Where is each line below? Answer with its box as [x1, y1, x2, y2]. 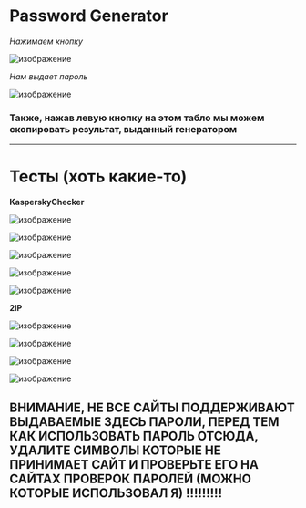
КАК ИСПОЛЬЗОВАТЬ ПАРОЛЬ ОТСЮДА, [9, 428, 259, 443]
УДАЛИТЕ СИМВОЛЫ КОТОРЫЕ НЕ [9, 442, 221, 458]
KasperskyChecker [9, 197, 85, 208]
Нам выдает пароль [9, 70, 88, 82]
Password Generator [9, 5, 168, 26]
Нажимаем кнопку [9, 36, 84, 47]
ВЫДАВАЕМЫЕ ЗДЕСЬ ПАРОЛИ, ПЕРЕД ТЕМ [9, 414, 280, 430]
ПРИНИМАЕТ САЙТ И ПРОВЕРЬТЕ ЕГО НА [9, 457, 260, 472]
